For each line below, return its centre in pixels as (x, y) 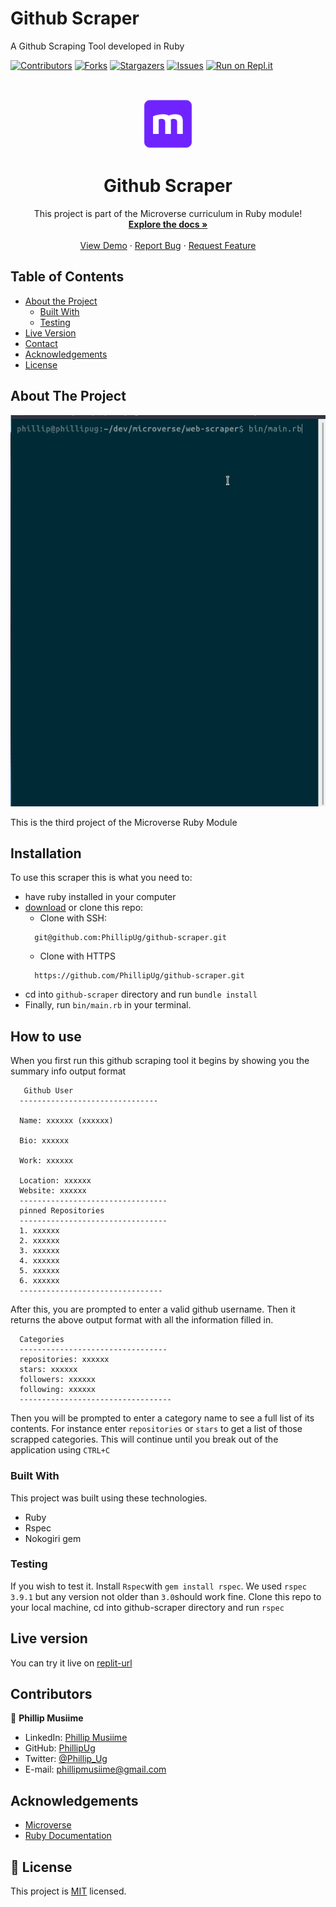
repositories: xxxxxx (64, 1360)
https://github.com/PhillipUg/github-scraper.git (139, 976)
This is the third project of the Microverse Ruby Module (124, 822)
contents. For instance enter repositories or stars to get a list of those (156, 1429)
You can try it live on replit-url (71, 1663)
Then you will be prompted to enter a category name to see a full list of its (162, 1418)
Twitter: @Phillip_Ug (66, 1759)
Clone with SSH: (73, 918)
